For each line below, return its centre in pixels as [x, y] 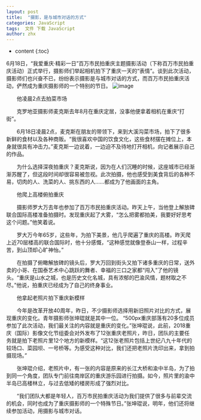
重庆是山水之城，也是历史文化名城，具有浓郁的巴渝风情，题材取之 [100, 278]
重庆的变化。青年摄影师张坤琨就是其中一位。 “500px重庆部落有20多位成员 [103, 318]
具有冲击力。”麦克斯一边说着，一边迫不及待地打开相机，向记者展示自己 [108, 147]
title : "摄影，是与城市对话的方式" [46, 17]
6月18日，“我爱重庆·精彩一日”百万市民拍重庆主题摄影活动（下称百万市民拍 [98, 64]
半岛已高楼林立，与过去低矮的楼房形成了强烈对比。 [69, 383]
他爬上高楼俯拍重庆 [40, 195]
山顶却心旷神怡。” [43, 250]
